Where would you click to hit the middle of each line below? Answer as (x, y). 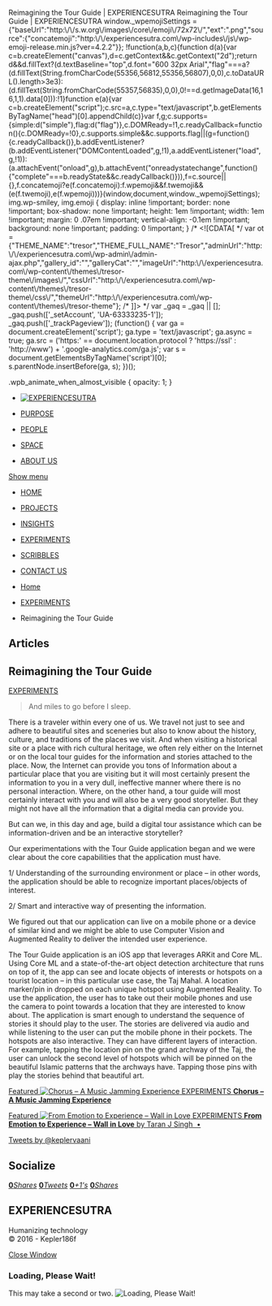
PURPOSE (37, 413)
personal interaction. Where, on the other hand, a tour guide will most (125, 791)
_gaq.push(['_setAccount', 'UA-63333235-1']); (86, 314)
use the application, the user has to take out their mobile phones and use (130, 998)
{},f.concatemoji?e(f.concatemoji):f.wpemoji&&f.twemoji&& (106, 185)
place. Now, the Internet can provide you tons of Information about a (123, 765)
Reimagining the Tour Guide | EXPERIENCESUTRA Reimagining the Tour (128, 13)
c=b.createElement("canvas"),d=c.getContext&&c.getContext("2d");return (133, 56)
